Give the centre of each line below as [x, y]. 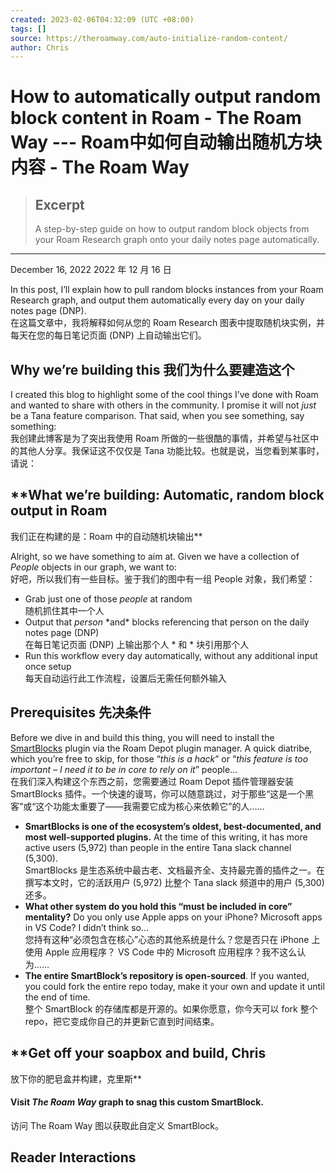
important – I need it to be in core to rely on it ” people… [124, 769]
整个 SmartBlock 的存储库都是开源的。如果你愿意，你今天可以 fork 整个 [171, 1008]
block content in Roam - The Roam [156, 118]
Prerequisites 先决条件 [81, 712]
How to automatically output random [166, 97]
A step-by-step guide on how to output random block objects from [172, 229]
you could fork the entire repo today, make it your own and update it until [174, 986]
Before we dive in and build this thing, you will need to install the [142, 737]
